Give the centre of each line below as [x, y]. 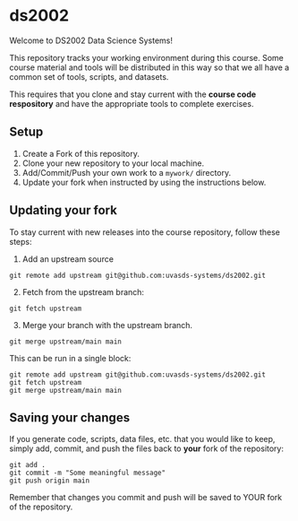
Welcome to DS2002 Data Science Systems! [91, 40]
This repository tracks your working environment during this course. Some [146, 57]
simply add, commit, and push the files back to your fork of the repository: [147, 448]
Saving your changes [70, 417]
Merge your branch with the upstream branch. [107, 325]
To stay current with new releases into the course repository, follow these [145, 232]
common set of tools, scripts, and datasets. [89, 76]
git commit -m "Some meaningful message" [88, 473]
